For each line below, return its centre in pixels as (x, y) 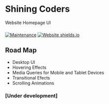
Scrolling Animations (33, 83)
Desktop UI (24, 62)
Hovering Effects (29, 67)
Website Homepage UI (28, 23)
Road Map (21, 50)
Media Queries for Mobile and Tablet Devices (58, 73)
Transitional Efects (31, 78)
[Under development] (31, 96)
